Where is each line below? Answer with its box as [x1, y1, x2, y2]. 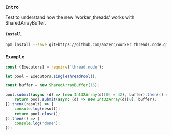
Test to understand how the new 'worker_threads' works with [5, 14, 135, 20]
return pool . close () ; [14, 111, 60, 116]
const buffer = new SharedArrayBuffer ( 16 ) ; [5, 83, 100, 88]
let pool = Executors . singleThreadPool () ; [5, 74, 97, 79]
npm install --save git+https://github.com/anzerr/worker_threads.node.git [5, 42, 170, 47]
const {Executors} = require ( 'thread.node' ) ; [5, 64, 104, 70]
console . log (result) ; [14, 106, 60, 111]
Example [5, 54, 25, 60]
